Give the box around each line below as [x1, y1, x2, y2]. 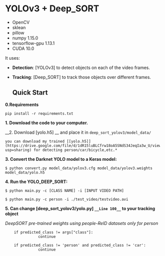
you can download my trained [5, 139, 65, 144]
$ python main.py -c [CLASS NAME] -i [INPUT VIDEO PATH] [5, 188, 124, 193]
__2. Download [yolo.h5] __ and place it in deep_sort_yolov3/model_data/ [5, 129, 151, 135]
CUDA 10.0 [12, 45, 34, 51]
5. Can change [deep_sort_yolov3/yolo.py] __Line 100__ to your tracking [5, 205, 156, 211]
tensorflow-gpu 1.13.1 [12, 40, 55, 46]
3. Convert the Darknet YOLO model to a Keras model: [5, 156, 117, 162]
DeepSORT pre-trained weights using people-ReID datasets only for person [5, 220, 159, 226]
